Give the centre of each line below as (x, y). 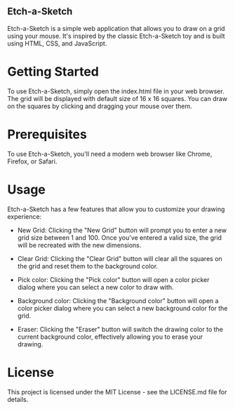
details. (18, 399)
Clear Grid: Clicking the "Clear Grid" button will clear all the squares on (120, 258)
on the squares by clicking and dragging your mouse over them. (100, 106)
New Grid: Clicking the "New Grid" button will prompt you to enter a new (122, 230)
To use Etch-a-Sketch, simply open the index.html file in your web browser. (116, 91)
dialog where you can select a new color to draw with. (95, 287)
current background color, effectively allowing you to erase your (110, 337)
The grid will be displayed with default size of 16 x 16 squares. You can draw (117, 98)
